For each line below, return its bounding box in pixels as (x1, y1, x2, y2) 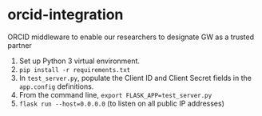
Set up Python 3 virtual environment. (18, 56, 141, 66)
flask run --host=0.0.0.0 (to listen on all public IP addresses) (18, 98, 225, 108)
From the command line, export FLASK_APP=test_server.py (18, 90, 212, 99)
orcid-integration (7, 6, 124, 24)
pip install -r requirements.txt (18, 66, 131, 74)
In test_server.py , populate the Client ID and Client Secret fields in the (18, 73, 252, 82)
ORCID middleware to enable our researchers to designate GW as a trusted (7, 32, 255, 42)
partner (7, 40, 33, 50)
